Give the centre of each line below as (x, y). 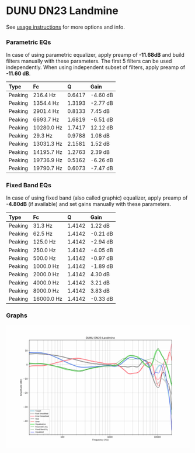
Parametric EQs (29, 42)
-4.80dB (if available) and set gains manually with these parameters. (88, 204)
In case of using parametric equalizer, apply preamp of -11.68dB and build (95, 55)
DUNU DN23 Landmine (62, 11)
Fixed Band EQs (29, 185)
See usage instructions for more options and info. (66, 27)
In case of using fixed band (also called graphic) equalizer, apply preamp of (97, 198)
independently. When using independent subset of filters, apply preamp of (96, 67)
